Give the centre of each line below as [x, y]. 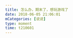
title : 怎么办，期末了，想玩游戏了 [37, 10]
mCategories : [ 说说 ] [25, 19]
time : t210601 [20, 28]
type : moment [18, 23]
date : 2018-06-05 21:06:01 [33, 14]
